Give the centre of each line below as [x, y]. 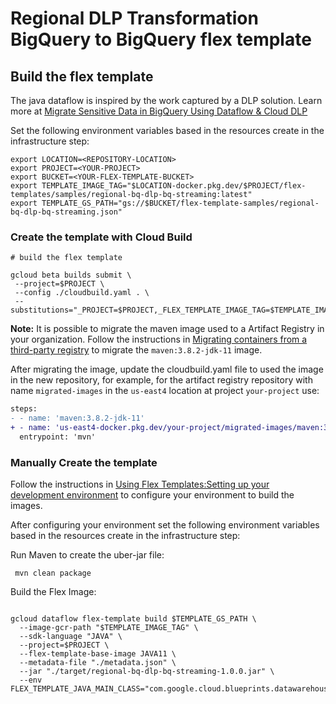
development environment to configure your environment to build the [152, 495]
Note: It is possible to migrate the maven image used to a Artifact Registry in [167, 329]
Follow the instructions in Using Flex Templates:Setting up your [140, 484]
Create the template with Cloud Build [101, 237]
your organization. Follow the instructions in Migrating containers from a [159, 339]
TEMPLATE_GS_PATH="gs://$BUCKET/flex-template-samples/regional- [180, 203]
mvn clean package [53, 573]
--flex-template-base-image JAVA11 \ [98, 654]
